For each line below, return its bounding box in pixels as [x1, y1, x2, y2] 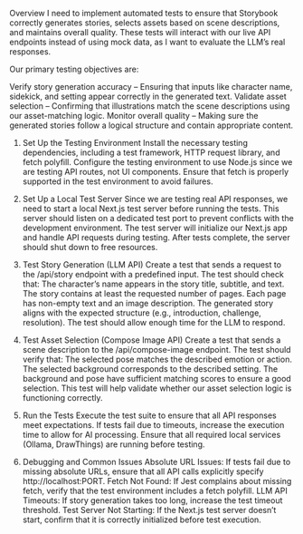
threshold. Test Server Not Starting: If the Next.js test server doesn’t [22, 505, 277, 515]
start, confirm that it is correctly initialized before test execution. [22, 514, 262, 525]
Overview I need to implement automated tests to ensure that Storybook [9, 8, 279, 18]
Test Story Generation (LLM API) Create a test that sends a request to [22, 259, 282, 270]
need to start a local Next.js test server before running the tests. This [22, 203, 279, 214]
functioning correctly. [22, 393, 103, 403]
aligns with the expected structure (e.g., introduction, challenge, [22, 307, 262, 318]
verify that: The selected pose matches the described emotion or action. [22, 354, 292, 364]
